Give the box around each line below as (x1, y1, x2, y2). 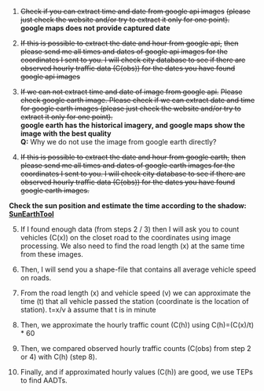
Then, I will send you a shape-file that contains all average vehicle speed (20, 265, 256, 274)
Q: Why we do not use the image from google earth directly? (20, 137, 217, 146)
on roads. (20, 273, 52, 282)
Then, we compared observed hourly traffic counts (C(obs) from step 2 (20, 344, 251, 353)
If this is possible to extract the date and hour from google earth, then (20, 152, 246, 162)
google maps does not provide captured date (20, 24, 171, 32)
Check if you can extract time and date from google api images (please (20, 7, 251, 16)
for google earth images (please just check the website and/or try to (20, 104, 242, 113)
